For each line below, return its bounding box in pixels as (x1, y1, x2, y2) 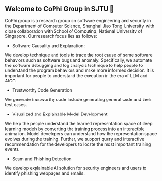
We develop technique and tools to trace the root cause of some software (5, 52, 153, 58)
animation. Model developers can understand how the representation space (5, 131, 157, 136)
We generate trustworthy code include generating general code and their (5, 97, 152, 102)
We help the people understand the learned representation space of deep (5, 120, 153, 126)
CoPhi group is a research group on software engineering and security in (5, 17, 151, 23)
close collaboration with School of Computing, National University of (5, 28, 143, 34)
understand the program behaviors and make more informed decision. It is (5, 67, 154, 73)
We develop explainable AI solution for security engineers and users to (5, 165, 147, 171)
